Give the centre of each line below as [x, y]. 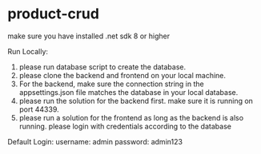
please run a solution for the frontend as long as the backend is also [131, 117]
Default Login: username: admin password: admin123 [95, 141]
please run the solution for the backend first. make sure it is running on [136, 101]
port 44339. [39, 109]
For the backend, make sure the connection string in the [112, 84]
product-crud [53, 14]
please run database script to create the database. [102, 67]
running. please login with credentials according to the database [125, 126]
